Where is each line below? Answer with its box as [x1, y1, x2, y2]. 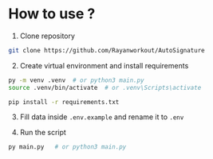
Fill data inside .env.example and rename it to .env [19, 112, 184, 122]
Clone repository [19, 31, 76, 41]
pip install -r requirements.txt [8, 98, 120, 106]
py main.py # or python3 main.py [8, 143, 127, 151]
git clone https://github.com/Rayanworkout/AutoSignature [8, 46, 205, 54]
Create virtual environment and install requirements [19, 60, 189, 70]
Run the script [19, 128, 66, 138]
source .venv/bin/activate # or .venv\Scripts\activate [8, 83, 202, 91]
